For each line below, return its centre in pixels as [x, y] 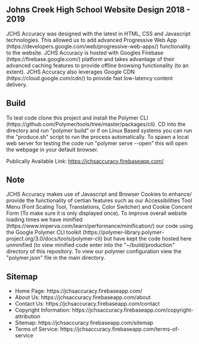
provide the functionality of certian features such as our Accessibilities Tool [99, 200]
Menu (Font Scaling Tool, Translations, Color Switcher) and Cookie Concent [99, 207]
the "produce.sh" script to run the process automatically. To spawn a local [98, 136]
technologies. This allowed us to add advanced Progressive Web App [92, 40]
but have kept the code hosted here [148, 239]
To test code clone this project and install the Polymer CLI [77, 118]
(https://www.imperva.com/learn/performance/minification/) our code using [99, 226]
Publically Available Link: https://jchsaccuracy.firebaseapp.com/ [85, 161]
